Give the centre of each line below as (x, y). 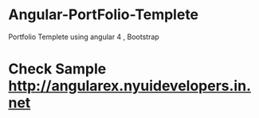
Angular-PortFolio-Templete (104, 15)
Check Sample (57, 69)
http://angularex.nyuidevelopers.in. (129, 86)
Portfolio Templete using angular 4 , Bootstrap (84, 37)
